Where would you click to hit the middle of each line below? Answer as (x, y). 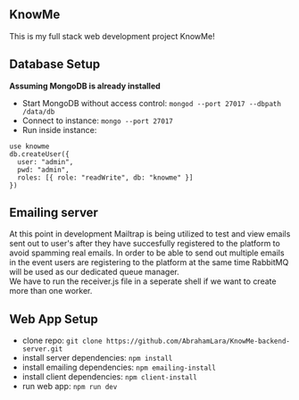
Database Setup (55, 65)
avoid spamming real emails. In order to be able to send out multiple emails (147, 253)
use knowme (29, 146)
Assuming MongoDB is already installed (85, 86)
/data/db (38, 112)
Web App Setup (54, 319)
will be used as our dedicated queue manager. (95, 272)
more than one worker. (51, 291)
